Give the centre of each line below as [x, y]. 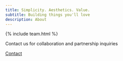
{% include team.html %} [32, 34]
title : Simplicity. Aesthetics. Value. [48, 10]
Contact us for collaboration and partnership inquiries [62, 44]
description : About [26, 19]
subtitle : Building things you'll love [48, 15]
